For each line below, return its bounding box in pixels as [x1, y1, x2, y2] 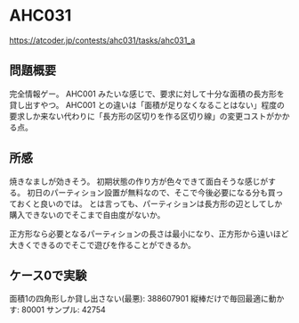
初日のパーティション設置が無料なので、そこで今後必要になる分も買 [26, 186, 276, 197]
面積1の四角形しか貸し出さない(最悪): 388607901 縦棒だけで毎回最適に [9, 294, 270, 304]
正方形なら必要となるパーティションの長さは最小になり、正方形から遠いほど [9, 228, 289, 239]
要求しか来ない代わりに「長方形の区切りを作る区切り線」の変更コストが [9, 111, 274, 121]
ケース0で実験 [9, 268, 87, 283]
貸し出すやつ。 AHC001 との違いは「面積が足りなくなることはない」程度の [9, 99, 285, 110]
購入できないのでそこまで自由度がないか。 [9, 209, 166, 219]
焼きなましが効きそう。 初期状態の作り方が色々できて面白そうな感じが [9, 176, 269, 186]
